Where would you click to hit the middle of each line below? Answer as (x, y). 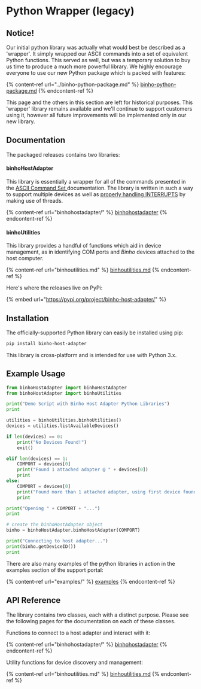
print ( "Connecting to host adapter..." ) (57, 541)
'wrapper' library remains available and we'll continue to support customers (99, 109)
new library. (21, 121)
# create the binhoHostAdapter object (54, 525)
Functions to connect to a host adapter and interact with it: (78, 633)
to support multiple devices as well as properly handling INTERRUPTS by (96, 194)
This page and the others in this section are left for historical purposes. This (100, 102)
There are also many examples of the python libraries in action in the (91, 563)
